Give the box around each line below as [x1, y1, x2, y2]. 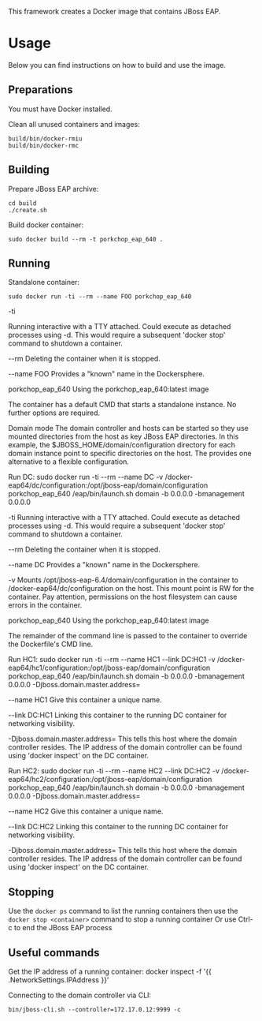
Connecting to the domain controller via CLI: [8, 990, 152, 1000]
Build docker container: [8, 220, 84, 230]
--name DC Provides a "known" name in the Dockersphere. [8, 560, 201, 570]
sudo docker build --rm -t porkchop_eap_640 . [8, 235, 164, 243]
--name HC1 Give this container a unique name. [8, 695, 163, 705]
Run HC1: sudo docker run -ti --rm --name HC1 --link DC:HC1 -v [8, 655, 216, 664]
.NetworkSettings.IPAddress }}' [8, 975, 109, 985]
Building [8, 163, 50, 177]
